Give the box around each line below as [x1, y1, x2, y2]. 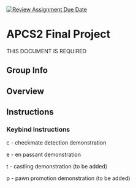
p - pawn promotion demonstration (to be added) [6, 175, 130, 182]
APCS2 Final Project [6, 28, 111, 41]
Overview [6, 86, 45, 96]
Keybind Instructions [6, 126, 70, 134]
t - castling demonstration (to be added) [6, 163, 108, 170]
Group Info [6, 65, 48, 76]
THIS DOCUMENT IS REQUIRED [6, 47, 87, 55]
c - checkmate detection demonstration [6, 139, 107, 146]
